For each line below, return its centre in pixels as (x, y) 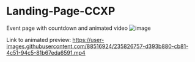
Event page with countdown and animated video (67, 28)
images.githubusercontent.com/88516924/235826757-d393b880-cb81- (97, 46)
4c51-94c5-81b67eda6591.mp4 (46, 52)
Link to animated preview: (39, 40)
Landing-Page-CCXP (61, 11)
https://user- (88, 40)
